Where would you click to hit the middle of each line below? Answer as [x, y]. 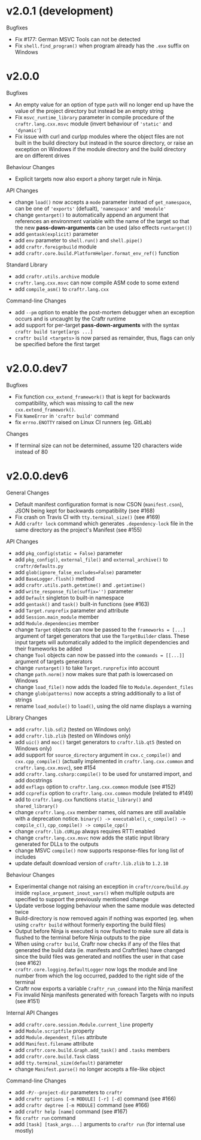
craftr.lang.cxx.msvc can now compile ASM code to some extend [97, 283]
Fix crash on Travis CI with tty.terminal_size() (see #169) [87, 517]
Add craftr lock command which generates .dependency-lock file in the [104, 523]
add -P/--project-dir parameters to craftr [68, 1092]
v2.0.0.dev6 [37, 476]
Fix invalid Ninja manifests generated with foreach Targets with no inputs [104, 995]
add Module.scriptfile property [54, 1031]
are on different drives [42, 155]
